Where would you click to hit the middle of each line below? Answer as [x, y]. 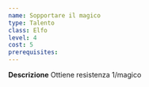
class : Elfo [28, 30]
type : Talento [32, 23]
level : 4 [23, 38]
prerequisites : [33, 52]
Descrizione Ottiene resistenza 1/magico [75, 75]
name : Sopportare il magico [55, 15]
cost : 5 [21, 45]
